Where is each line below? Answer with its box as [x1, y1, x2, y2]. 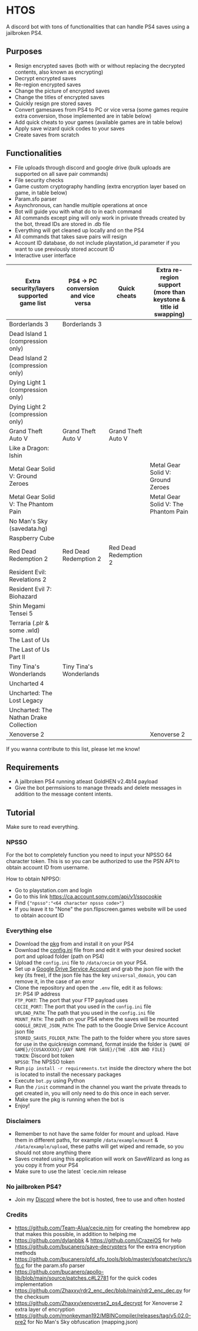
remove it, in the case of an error [14, 977, 94, 985]
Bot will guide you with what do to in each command [14, 208, 142, 215]
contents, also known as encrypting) [14, 68, 104, 76]
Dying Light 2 [9, 403, 47, 411]
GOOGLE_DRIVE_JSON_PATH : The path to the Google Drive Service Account [14, 1022, 188, 1029]
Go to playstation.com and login [14, 887, 93, 894]
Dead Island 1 [9, 329, 48, 338]
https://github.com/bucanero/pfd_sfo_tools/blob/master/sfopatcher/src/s [14, 1255, 192, 1263]
